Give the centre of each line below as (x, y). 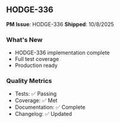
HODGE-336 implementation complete (62, 53)
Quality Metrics (29, 81)
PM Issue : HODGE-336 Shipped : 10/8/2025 (60, 24)
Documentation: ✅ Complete (50, 107)
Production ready (36, 66)
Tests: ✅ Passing (36, 94)
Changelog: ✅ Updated (43, 114)
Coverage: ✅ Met (36, 100)
